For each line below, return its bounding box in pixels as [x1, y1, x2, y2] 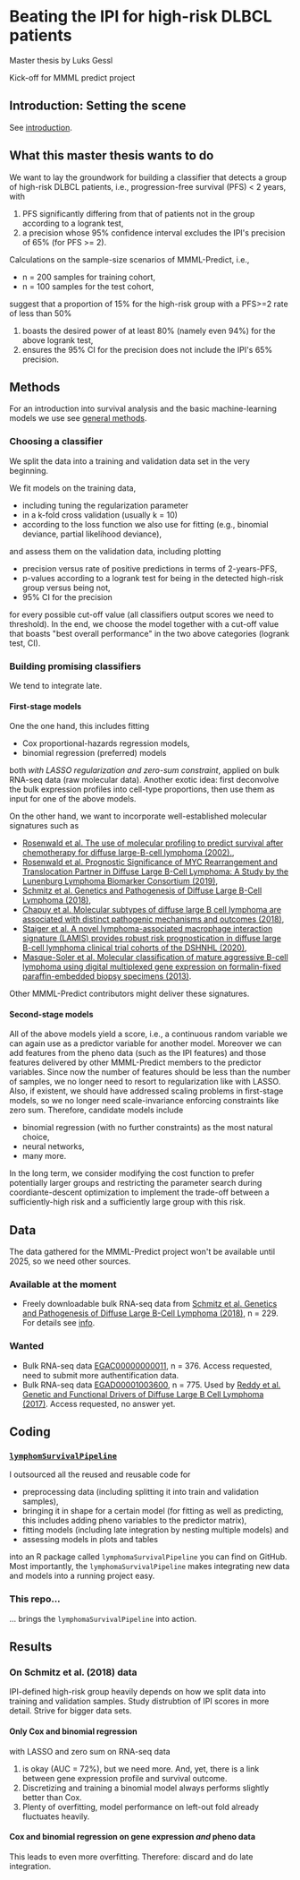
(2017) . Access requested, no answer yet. [21, 1398, 176, 1409]
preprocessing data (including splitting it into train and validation [21, 1487, 259, 1498]
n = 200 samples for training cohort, [21, 271, 156, 282]
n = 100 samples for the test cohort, [21, 280, 154, 292]
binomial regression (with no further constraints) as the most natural [21, 1122, 274, 1133]
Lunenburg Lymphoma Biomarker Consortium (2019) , [21, 876, 219, 887]
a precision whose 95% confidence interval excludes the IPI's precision [21, 227, 286, 238]
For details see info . [21, 1318, 96, 1328]
